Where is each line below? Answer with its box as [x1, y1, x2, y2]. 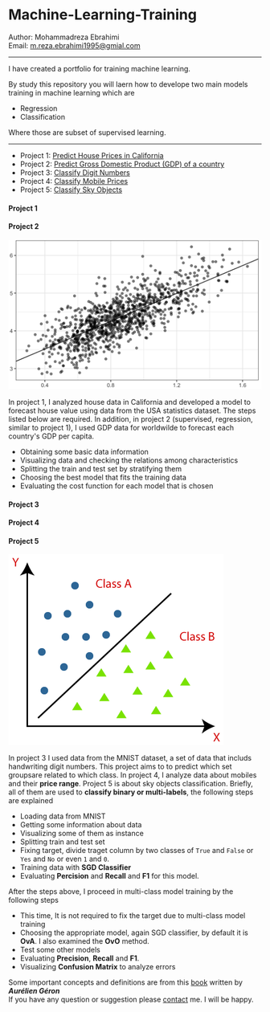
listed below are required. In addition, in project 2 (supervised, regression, [8, 414, 253, 424]
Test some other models [19, 945, 100, 955]
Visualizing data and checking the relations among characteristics [19, 455, 239, 465]
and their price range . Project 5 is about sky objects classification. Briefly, [8, 779, 253, 789]
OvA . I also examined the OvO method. [19, 937, 150, 946]
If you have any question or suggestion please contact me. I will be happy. [8, 994, 254, 1005]
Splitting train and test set [19, 837, 106, 847]
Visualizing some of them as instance [19, 829, 145, 839]
